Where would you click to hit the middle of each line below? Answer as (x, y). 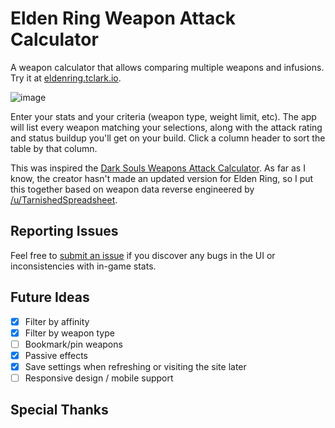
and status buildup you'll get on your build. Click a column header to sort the (168, 138)
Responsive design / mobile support (99, 378)
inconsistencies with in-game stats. (83, 266)
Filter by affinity (57, 321)
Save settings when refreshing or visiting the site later (135, 366)
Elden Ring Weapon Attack (123, 18)
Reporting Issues (64, 231)
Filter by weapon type (69, 333)
